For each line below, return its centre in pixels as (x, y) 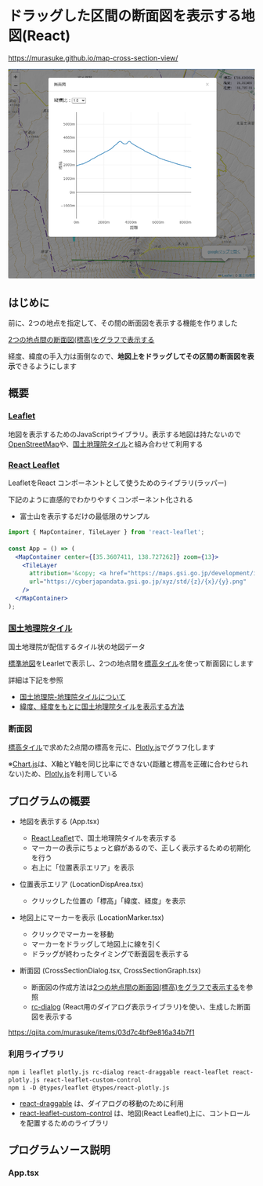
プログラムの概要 (49, 801)
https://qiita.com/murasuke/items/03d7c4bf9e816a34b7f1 (101, 1032)
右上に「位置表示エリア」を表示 (83, 867)
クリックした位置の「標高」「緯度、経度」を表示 (108, 901)
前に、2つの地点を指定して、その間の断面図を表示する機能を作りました (123, 323)
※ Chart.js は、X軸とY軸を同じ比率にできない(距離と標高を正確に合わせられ (128, 764)
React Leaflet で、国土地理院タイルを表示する (104, 838)
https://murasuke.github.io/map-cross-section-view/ (93, 58)
